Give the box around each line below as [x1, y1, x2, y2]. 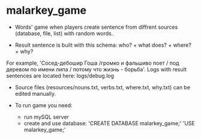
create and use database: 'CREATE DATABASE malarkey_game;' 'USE [23, 119, 195, 126]
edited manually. [14, 90, 56, 97]
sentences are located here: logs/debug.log [6, 72, 115, 79]
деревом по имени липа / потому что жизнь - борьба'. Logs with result [6, 65, 187, 72]
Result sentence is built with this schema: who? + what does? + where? [14, 41, 192, 49]
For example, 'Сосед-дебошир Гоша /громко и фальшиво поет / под [6, 59, 179, 67]
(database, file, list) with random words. [14, 29, 113, 37]
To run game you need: [14, 101, 73, 108]
